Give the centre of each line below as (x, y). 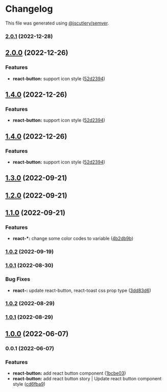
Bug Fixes (18, 279)
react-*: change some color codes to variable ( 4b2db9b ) (73, 239)
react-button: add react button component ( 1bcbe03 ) (69, 373)
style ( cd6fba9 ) (29, 384)
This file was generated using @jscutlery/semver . (57, 23)
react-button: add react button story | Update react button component (87, 378)
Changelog (29, 9)
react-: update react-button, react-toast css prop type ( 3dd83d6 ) (82, 290)
